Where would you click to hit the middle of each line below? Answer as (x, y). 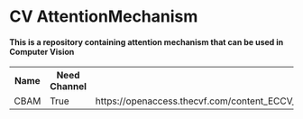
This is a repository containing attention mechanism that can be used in (147, 41)
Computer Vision (42, 51)
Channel (68, 87)
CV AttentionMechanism (104, 17)
